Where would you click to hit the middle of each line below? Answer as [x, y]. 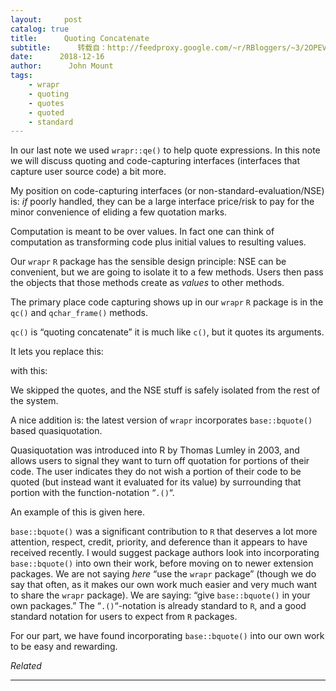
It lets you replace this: [57, 352]
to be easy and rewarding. [64, 647]
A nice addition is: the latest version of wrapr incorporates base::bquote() [161, 420]
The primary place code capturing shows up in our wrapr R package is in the [167, 302]
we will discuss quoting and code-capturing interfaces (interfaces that [155, 161]
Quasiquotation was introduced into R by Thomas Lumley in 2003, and [155, 450]
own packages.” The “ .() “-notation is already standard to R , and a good [158, 606]
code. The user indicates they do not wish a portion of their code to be [156, 472]
